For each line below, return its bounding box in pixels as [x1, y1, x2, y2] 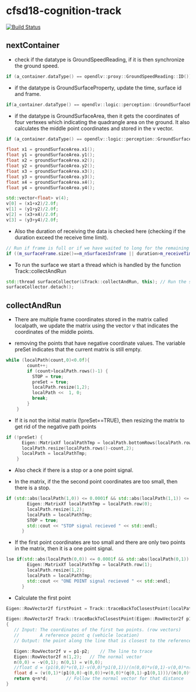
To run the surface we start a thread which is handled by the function [14, 261, 181, 268]
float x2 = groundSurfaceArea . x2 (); [6, 157, 95, 163]
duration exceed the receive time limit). [14, 234, 109, 241]
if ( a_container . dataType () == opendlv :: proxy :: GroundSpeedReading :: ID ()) [6, 73, 192, 80]
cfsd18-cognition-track [6, 4, 121, 18]
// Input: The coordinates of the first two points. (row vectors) [13, 627, 181, 633]
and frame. [14, 90, 41, 97]
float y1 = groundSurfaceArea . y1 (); [6, 152, 95, 158]
